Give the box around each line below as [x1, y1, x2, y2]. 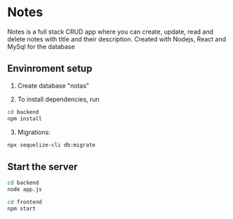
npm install [7, 115, 42, 122]
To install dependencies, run [17, 95, 100, 103]
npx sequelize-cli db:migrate [7, 141, 96, 148]
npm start [7, 205, 36, 212]
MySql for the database [7, 42, 75, 51]
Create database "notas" [17, 81, 90, 90]
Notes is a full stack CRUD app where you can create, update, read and [7, 27, 214, 36]
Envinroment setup [7, 62, 93, 74]
